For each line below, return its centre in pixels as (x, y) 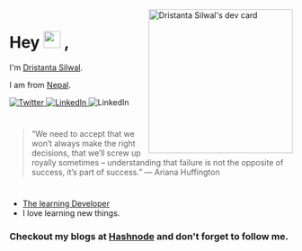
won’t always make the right (84, 144)
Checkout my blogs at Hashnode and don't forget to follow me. (149, 237)
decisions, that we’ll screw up (86, 153)
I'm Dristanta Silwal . (46, 67)
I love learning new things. (71, 213)
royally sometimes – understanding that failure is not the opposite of (157, 163)
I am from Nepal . (40, 85)
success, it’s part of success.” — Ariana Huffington (125, 172)
